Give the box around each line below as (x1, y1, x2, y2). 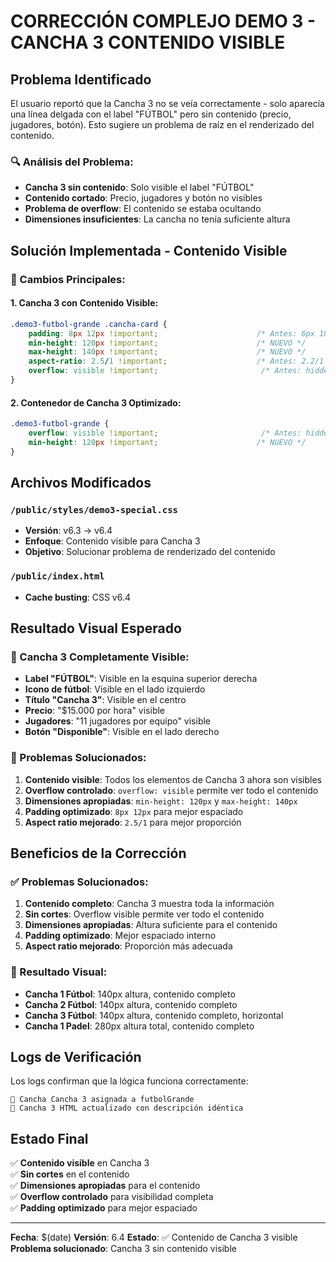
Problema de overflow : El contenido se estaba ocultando (24, 203, 262, 215)
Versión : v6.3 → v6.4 (24, 525, 113, 537)
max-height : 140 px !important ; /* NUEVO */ (28, 347, 307, 357)
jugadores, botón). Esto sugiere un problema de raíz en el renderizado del (10, 119, 315, 130)
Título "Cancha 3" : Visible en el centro (24, 694, 187, 706)
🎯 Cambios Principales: (10, 272, 126, 286)
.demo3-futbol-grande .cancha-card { (10, 319, 168, 329)
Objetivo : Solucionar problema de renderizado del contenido (24, 546, 276, 558)
